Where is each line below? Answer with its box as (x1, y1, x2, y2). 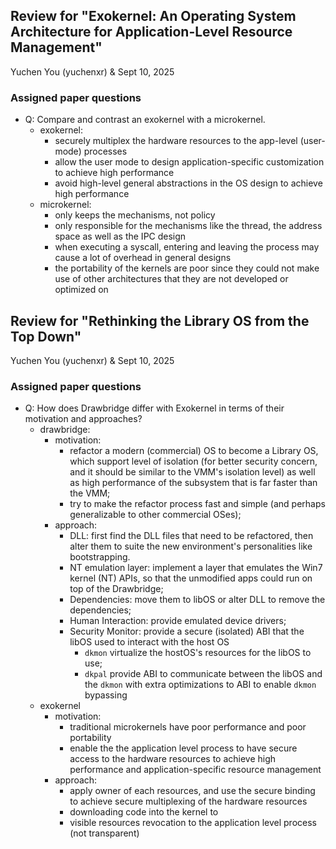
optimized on (54, 284, 109, 296)
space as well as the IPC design (54, 230, 187, 243)
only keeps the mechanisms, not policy (54, 209, 216, 221)
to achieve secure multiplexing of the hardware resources (69, 795, 308, 808)
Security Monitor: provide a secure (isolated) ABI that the (69, 625, 305, 638)
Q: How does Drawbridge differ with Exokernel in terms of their (24, 402, 285, 414)
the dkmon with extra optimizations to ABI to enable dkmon (84, 679, 317, 691)
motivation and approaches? (24, 413, 143, 425)
